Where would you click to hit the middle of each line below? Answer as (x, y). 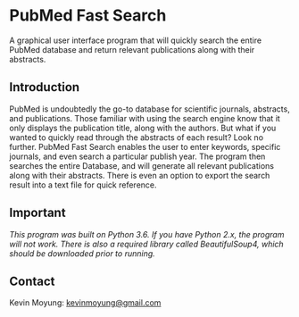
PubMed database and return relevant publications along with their (132, 49)
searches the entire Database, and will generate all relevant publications (142, 165)
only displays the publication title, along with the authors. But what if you (143, 128)
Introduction (45, 87)
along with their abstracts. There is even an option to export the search (140, 175)
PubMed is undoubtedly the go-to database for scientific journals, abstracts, (149, 109)
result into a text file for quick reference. (83, 185)
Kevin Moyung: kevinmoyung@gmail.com (85, 303)
